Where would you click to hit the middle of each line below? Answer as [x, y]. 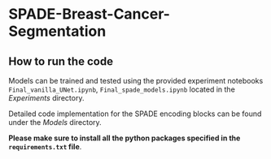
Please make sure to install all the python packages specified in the [125, 138]
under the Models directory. [55, 122]
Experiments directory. [46, 98]
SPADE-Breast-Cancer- [90, 14]
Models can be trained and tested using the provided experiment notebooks [136, 81]
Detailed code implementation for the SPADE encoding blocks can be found [135, 114]
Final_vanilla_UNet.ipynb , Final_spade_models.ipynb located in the [122, 89]
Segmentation [57, 31]
